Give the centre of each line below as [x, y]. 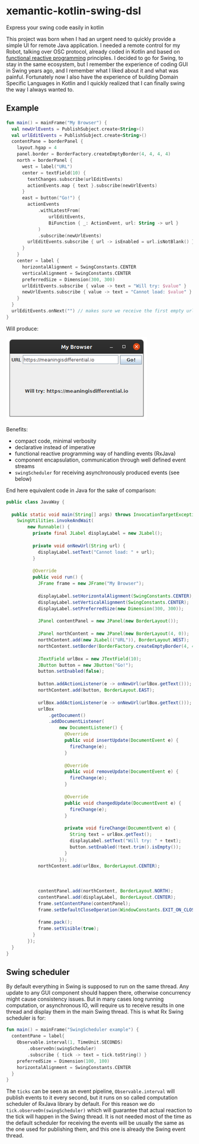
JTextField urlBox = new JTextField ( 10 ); [90, 659]
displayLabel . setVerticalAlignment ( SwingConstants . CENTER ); [113, 602]
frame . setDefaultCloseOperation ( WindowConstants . [100, 910]
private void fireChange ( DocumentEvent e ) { [120, 828]
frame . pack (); [55, 922]
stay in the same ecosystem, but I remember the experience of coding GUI [97, 64]
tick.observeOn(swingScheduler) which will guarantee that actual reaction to [99, 1110]
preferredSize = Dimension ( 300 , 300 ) [68, 280]
